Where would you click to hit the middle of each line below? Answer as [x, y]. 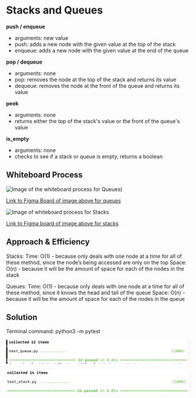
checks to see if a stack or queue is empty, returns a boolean [89, 156]
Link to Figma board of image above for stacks [62, 223]
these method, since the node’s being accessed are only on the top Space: [96, 262]
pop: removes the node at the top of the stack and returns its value [95, 79]
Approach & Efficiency [48, 242]
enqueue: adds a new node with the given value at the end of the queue [102, 50]
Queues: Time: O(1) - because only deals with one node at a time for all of [95, 286]
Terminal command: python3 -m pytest [53, 331]
